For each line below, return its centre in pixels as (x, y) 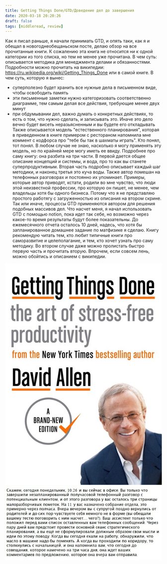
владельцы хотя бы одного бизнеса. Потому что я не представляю (83, 193)
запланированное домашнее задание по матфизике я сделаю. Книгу (85, 230)
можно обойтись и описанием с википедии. (59, 256)
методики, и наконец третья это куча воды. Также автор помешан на (86, 172)
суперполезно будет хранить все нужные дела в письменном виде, (85, 87)
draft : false (19, 21)
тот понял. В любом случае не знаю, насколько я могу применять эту (87, 146)
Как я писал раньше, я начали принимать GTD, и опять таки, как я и (78, 41)
